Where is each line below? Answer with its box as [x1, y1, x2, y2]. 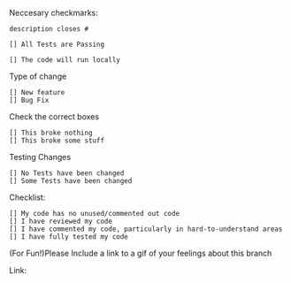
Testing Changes [9, 152, 72, 162]
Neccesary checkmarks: [9, 8, 99, 18]
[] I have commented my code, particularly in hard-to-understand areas [9, 225, 283, 233]
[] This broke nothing [9, 128, 93, 137]
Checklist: [9, 192, 46, 203]
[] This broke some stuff [9, 136, 104, 145]
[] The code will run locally [9, 56, 121, 65]
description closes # [9, 25, 89, 34]
